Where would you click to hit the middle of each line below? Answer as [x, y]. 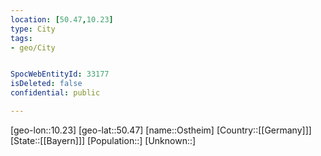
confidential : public [55, 93]
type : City [33, 29]
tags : [21, 38]
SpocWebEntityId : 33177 [60, 74]
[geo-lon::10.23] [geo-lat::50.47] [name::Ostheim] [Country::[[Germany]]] [161, 130]
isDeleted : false [46, 84]
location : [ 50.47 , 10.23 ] [62, 19]
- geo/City [33, 47]
